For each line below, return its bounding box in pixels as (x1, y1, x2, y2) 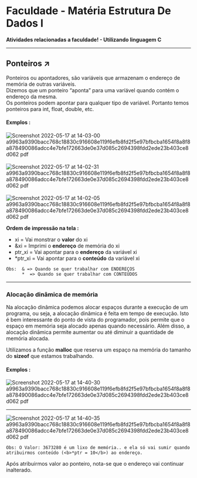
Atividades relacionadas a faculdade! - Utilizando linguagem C (6, 36, 162, 43)
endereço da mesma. (6, 93, 57, 100)
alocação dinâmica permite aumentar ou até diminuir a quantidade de (6, 329, 174, 336)
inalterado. (6, 466, 32, 474)
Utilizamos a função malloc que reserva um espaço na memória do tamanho (6, 346, 191, 353)
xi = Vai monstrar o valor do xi (14, 236, 88, 243)
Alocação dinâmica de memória (6, 290, 98, 298)
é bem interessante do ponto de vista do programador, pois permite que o (6, 316, 185, 323)
